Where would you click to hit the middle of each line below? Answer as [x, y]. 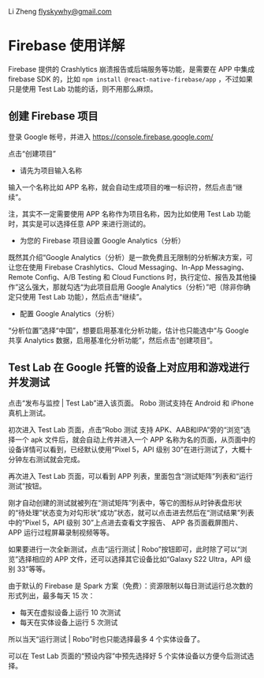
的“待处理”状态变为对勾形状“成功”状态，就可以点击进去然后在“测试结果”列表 [131, 512]
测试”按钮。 [27, 486]
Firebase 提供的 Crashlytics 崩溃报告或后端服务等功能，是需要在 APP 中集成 [132, 69]
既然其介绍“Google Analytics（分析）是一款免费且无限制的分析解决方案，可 [131, 257]
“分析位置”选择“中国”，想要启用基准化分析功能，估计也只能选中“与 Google [129, 330]
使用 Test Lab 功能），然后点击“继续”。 [84, 296]
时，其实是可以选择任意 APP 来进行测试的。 [79, 224]
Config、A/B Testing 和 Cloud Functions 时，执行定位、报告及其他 [142, 277]
